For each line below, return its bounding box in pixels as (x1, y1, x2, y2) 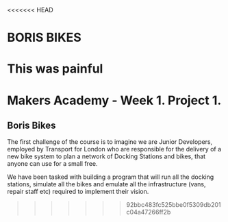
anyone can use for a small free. (7, 160, 98, 168)
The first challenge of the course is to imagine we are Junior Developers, (7, 138, 213, 146)
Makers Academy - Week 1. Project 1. (7, 92, 222, 108)
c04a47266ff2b (126, 208, 171, 217)
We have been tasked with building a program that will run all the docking (7, 173, 214, 181)
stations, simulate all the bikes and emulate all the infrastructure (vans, (7, 180, 207, 188)
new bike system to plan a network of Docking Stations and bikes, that (7, 152, 206, 160)
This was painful (7, 61, 103, 77)
